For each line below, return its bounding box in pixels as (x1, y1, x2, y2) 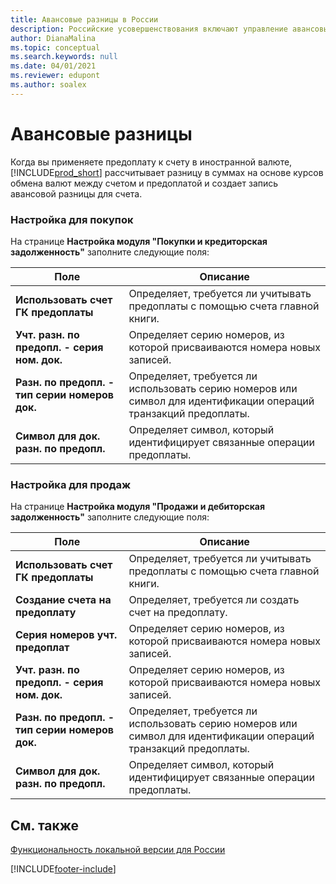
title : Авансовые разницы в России (10, 14, 159, 25)
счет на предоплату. (128, 606, 228, 620)
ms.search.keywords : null (10, 52, 118, 62)
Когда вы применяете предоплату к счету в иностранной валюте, (10, 156, 293, 168)
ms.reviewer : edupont (10, 71, 101, 81)
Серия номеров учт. (15, 628, 118, 642)
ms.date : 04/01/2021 (10, 61, 97, 71)
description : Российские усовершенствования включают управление (10, 24, 288, 34)
